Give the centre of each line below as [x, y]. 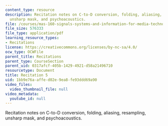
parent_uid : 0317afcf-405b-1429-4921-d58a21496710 [59, 66]
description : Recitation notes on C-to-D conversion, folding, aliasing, [84, 15]
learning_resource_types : [32, 38]
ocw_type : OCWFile [24, 52]
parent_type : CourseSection [34, 61]
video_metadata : [22, 94]
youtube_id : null [28, 98]
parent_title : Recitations [33, 56]
